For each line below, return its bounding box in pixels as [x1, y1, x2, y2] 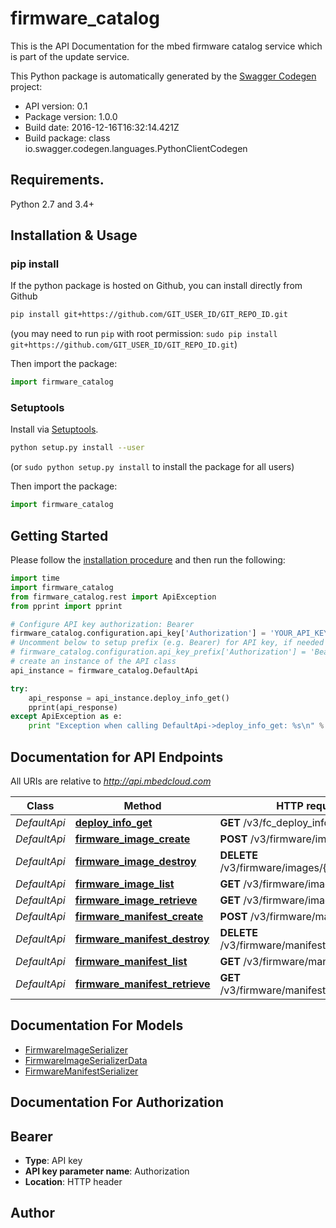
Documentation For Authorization [10, 1094, 224, 1111]
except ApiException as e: [10, 712, 123, 722]
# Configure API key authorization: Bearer [10, 619, 195, 629]
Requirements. [10, 172, 105, 189]
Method [123, 798, 162, 812]
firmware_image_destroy [74, 854, 197, 868]
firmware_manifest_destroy [74, 932, 210, 946]
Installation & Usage [10, 227, 138, 244]
